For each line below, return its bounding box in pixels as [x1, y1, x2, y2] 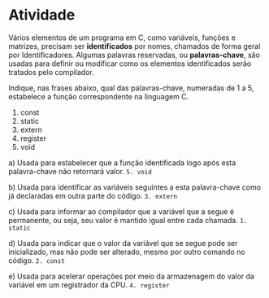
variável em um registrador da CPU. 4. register [8, 279, 170, 290]
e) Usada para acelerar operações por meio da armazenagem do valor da [8, 271, 254, 281]
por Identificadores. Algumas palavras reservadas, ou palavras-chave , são [8, 50, 260, 59]
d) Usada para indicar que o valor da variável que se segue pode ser [8, 238, 238, 248]
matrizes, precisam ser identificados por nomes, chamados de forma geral [8, 41, 261, 50]
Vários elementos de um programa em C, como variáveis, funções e [8, 33, 236, 42]
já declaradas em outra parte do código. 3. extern [8, 191, 178, 200]
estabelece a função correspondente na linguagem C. [8, 91, 189, 101]
